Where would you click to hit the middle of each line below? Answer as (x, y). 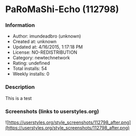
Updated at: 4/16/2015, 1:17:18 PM (48, 47)
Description (20, 87)
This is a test (19, 98)
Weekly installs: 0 (31, 74)
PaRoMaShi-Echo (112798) (62, 9)
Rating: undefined (31, 63)
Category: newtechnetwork (41, 58)
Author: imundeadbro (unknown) (47, 36)
